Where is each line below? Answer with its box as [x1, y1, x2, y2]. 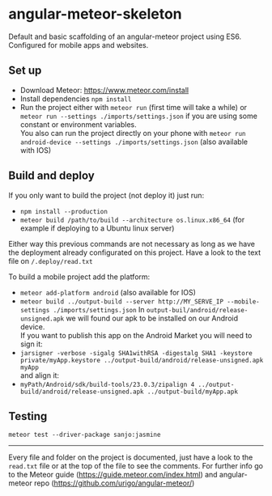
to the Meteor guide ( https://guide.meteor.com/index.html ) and [8, 470, 218, 480]
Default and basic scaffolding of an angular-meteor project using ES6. [8, 32, 241, 41]
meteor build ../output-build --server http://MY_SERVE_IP [19, 297, 224, 306]
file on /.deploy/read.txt [8, 256, 93, 265]
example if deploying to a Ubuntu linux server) [19, 223, 175, 233]
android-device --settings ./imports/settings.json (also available [19, 137, 249, 146]
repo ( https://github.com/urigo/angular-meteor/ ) [33, 478, 195, 488]
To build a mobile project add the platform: [8, 272, 151, 282]
